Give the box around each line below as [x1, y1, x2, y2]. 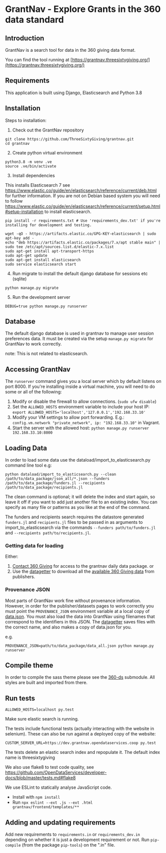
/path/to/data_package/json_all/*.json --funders [5, 477, 110, 482]
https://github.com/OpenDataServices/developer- [5, 769, 107, 775]
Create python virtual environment [12, 149, 83, 155]
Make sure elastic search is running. [5, 716, 79, 722]
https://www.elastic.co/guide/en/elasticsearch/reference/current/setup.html [5, 203, 161, 209]
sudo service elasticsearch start [5, 261, 77, 267]
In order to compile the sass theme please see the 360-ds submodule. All [5, 674, 155, 680]
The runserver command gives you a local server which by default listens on [5, 378, 162, 384]
